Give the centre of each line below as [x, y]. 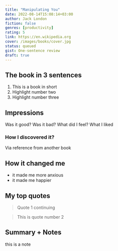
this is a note [18, 244]
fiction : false [21, 23]
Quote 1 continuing [36, 207]
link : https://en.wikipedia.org [38, 37]
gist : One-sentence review [33, 50]
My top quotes [28, 196]
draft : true [17, 55]
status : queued [21, 46]
